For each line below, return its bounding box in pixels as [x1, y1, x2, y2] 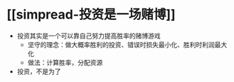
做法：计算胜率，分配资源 [27, 58, 103, 66]
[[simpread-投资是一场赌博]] [6, 6, 176, 23]
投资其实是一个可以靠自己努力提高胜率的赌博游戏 [16, 31, 161, 40]
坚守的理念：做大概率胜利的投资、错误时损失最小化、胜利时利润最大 [27, 40, 228, 48]
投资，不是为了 [16, 67, 61, 76]
